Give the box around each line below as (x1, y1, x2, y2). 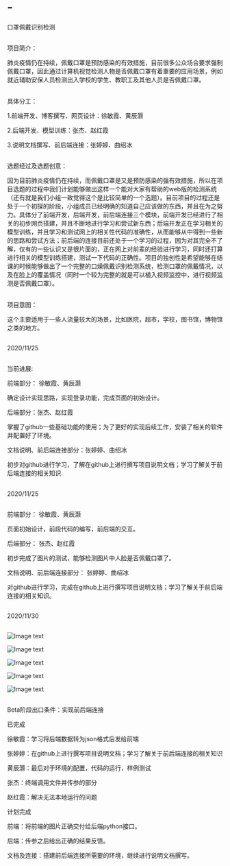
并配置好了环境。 (7, 431, 55, 440)
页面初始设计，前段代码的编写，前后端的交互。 (7, 525, 139, 533)
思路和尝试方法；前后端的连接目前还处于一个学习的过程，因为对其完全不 (12, 237, 217, 245)
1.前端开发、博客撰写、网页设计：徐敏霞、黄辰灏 (7, 111, 144, 119)
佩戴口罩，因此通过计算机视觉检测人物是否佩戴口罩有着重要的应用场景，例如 (7, 67, 223, 75)
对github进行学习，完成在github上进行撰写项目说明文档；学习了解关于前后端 (7, 583, 223, 592)
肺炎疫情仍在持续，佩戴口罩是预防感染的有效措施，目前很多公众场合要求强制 (7, 58, 223, 67)
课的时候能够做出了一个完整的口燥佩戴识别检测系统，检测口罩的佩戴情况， (7, 262, 217, 270)
